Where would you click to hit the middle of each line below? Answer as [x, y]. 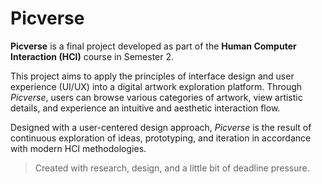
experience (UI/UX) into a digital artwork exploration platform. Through [156, 86]
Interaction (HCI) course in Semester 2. [92, 56]
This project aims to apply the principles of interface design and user [152, 76]
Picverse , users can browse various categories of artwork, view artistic [156, 97]
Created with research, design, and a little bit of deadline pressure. [172, 168]
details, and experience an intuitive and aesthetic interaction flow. [145, 108]
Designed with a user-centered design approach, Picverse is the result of [161, 127]
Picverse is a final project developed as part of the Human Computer [153, 46]
